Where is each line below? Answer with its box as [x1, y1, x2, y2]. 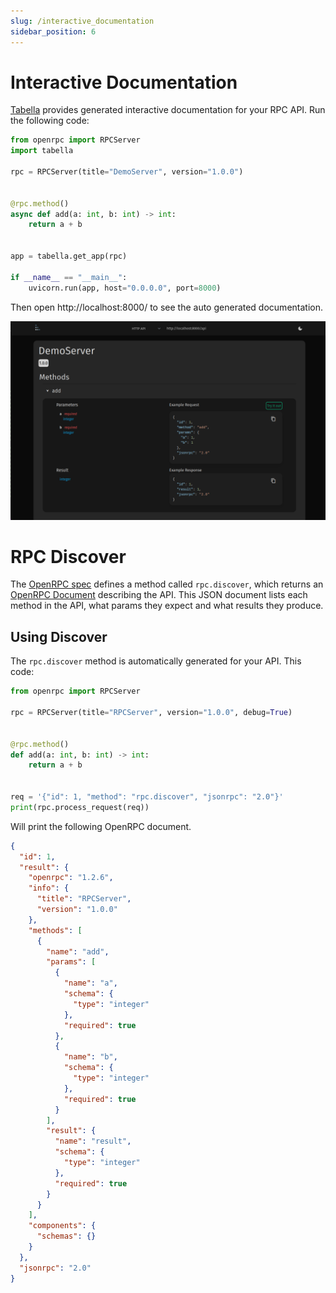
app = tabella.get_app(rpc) [10, 251, 128, 262]
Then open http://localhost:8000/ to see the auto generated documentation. [10, 301, 323, 313]
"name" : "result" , [54, 1136, 132, 1147]
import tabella [10, 146, 74, 156]
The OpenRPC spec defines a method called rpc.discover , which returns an [10, 578, 324, 590]
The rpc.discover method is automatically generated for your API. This [10, 655, 302, 667]
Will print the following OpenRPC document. [10, 820, 192, 832]
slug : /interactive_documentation [10, 16, 155, 26]
